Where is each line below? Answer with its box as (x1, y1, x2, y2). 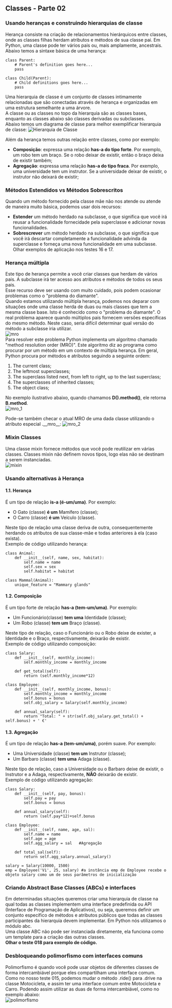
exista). (5, 535, 21, 542)
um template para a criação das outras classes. (5, 934, 106, 940)
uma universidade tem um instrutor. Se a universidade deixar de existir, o (12, 168, 167, 174)
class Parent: (5, 58, 36, 63)
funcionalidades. (12, 224, 48, 230)
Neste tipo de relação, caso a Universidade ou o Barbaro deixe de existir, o (5, 766, 164, 772)
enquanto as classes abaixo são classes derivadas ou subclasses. (5, 115, 145, 121)
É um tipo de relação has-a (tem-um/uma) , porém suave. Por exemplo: (5, 741, 157, 747)
